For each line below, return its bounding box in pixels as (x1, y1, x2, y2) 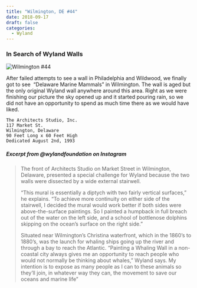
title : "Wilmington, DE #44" (6, 8, 78, 15)
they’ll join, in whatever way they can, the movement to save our (20, 269, 177, 277)
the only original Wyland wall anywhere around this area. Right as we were (6, 87, 187, 94)
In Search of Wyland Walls (6, 50, 83, 58)
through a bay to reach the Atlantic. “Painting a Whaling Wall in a (20, 244, 178, 251)
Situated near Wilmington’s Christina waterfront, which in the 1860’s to (20, 232, 192, 239)
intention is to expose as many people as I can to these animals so (20, 263, 182, 270)
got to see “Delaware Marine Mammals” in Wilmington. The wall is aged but (6, 81, 191, 88)
